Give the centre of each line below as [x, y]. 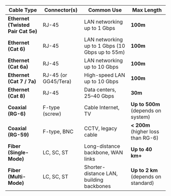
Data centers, [100, 90]
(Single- [18, 153]
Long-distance [102, 146]
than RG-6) [145, 138]
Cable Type [23, 10]
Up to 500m [145, 104]
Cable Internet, [102, 107]
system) [140, 117]
